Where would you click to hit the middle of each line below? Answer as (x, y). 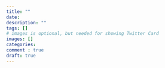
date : (13, 17)
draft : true (21, 56)
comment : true (25, 50)
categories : (21, 45)
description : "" (26, 22)
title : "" (19, 12)
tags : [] (17, 28)
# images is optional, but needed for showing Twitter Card (83, 34)
